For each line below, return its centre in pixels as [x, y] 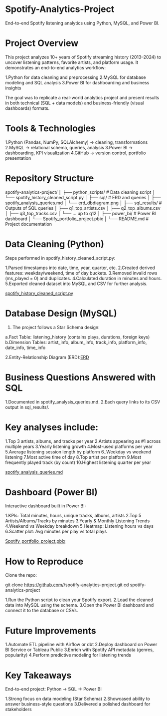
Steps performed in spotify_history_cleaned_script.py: [60, 258]
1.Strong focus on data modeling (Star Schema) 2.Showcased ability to [78, 699]
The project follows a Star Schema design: [56, 327]
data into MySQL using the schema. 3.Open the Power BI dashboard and [80, 605]
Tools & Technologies [51, 129]
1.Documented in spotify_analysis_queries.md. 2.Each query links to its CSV [83, 402]
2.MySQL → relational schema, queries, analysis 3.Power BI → [69, 147]
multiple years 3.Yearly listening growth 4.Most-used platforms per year [79, 446]
